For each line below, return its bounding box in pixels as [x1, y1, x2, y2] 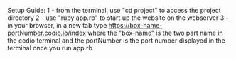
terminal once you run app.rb [7, 44, 93, 52]
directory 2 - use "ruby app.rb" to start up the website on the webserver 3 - [7, 14, 229, 22]
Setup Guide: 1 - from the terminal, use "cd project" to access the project [7, 6, 222, 14]
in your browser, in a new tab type [7, 21, 107, 29]
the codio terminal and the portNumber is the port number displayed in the [7, 36, 225, 45]
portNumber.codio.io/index [7, 28, 87, 37]
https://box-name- [108, 21, 163, 29]
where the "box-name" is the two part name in [87, 28, 224, 37]
